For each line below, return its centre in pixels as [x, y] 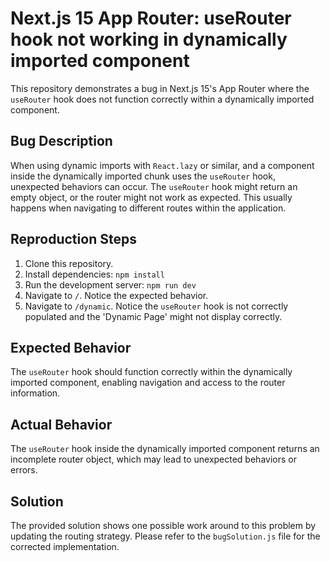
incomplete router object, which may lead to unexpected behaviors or [153, 459]
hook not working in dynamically [149, 39]
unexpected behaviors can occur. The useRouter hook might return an [154, 186]
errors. [24, 470]
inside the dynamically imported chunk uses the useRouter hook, [143, 176]
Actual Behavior [61, 424]
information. [35, 393]
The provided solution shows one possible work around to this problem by [163, 525]
